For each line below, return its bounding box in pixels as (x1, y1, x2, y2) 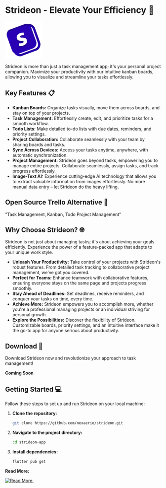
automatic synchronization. (12, 152, 68, 158)
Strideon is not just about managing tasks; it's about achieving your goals (5, 239, 155, 245)
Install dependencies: (12, 449, 58, 455)
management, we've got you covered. (12, 270, 90, 276)
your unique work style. (5, 249, 53, 255)
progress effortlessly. (12, 168, 56, 174)
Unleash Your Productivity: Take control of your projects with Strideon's (12, 259, 161, 265)
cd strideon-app (12, 439, 46, 445)
